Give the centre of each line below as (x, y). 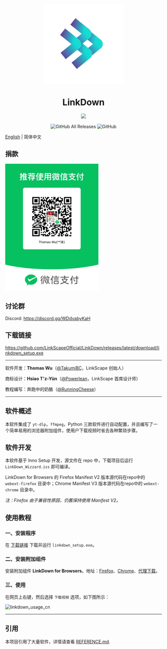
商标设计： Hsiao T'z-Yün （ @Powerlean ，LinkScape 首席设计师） (73, 378)
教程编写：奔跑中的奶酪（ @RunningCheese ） (52, 389)
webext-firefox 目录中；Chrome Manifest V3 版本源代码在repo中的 (74, 484)
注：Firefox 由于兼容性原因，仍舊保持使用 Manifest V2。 (63, 500)
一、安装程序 (21, 533)
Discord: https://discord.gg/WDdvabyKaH (48, 318)
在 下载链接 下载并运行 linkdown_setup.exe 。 (51, 545)
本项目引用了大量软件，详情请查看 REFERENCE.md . (58, 642)
